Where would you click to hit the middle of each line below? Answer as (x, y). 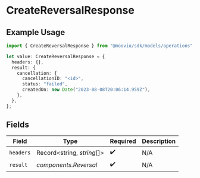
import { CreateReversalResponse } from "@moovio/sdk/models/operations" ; (101, 46)
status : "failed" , (45, 84)
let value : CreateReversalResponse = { (56, 56)
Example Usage (36, 32)
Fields (18, 125)
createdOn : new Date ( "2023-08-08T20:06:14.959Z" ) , (86, 90)
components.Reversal (67, 165)
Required (123, 141)
